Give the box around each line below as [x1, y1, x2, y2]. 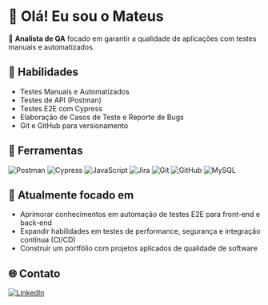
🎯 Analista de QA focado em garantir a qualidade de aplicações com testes [8, 34, 257, 43]
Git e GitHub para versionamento [19, 120, 129, 130]
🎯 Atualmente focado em [8, 188, 134, 202]
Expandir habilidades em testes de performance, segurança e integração [19, 227, 261, 236]
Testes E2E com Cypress [19, 103, 102, 113]
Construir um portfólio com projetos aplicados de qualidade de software [19, 243, 258, 253]
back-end [19, 218, 52, 227]
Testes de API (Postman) [19, 95, 102, 105]
